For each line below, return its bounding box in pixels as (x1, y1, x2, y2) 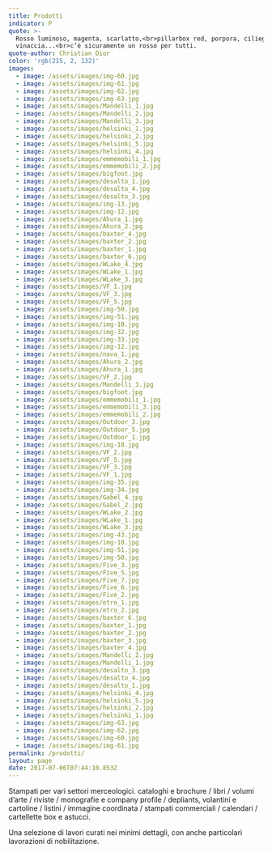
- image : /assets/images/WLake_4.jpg (15, 260, 143, 268)
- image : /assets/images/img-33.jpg (15, 335, 139, 344)
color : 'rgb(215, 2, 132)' (8, 57, 100, 66)
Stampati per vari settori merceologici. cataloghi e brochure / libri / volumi (8, 786, 255, 796)
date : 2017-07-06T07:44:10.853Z (8, 764, 117, 773)
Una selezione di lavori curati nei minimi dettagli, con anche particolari (8, 828, 243, 837)
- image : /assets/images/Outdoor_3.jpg (15, 418, 151, 426)
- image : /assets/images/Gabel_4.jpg (15, 493, 143, 502)
